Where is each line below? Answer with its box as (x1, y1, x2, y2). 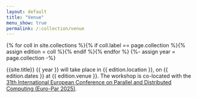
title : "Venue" (6, 14, 44, 20)
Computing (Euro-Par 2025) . (6, 85, 77, 93)
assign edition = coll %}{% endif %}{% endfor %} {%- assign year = (6, 48, 176, 56)
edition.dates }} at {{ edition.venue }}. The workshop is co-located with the (6, 72, 192, 79)
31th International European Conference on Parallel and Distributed (6, 79, 172, 86)
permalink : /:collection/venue (6, 25, 85, 32)
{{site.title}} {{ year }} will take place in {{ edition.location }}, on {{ (6, 66, 168, 73)
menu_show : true (6, 20, 47, 26)
